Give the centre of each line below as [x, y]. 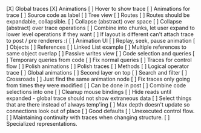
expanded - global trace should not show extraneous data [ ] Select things [99, 98]
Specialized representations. [42, 124]
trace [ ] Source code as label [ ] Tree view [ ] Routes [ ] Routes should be [98, 15]
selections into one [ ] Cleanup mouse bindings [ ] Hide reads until [89, 92]
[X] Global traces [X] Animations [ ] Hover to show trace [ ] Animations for [98, 9]
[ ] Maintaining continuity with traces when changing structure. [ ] [88, 117]
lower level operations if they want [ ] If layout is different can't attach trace [100, 34]
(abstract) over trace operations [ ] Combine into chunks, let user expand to [100, 28]
